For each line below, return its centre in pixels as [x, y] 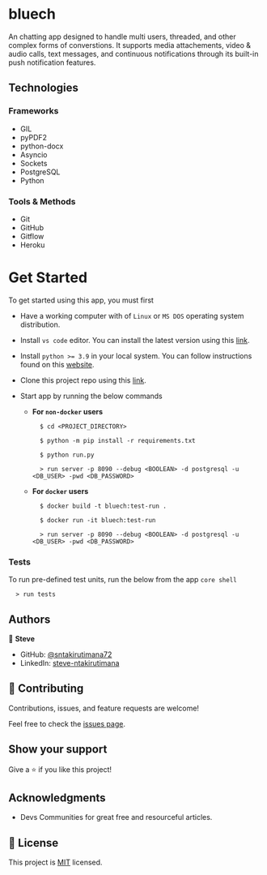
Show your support [58, 750]
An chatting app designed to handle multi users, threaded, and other [122, 36]
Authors [30, 619]
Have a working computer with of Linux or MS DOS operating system [132, 315]
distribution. [40, 324]
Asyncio [34, 154]
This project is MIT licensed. [55, 862]
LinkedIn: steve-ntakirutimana [70, 663]
